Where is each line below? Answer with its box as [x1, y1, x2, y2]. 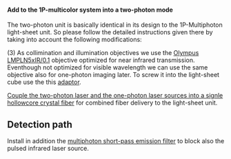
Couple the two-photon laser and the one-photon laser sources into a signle [7, 92, 223, 100]
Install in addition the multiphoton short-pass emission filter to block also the [7, 137, 225, 145]
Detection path [7, 118, 72, 130]
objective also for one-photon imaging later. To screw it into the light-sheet [7, 71, 219, 79]
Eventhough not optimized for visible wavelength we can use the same [7, 63, 208, 72]
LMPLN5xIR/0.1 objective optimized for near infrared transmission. [7, 56, 195, 65]
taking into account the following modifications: [7, 35, 143, 44]
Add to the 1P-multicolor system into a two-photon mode [7, 6, 174, 14]
